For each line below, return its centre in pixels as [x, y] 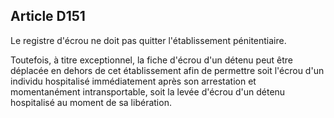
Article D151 [48, 16]
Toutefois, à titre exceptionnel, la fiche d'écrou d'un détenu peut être [152, 60]
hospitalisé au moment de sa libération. [91, 102]
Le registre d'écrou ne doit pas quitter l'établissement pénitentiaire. [148, 40]
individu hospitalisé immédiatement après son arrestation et [133, 81]
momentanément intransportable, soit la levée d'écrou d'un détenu [148, 91]
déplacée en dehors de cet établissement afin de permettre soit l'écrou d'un [167, 70]
